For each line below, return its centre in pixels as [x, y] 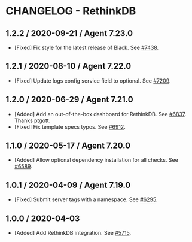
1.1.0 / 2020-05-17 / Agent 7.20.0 [68, 146]
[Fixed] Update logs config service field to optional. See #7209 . [92, 81]
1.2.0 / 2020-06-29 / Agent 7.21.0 [69, 100]
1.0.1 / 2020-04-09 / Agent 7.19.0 [68, 185]
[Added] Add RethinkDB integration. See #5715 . [73, 233]
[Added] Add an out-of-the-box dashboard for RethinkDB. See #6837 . [100, 114]
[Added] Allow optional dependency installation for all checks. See [96, 160]
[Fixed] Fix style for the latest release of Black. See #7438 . [86, 47]
